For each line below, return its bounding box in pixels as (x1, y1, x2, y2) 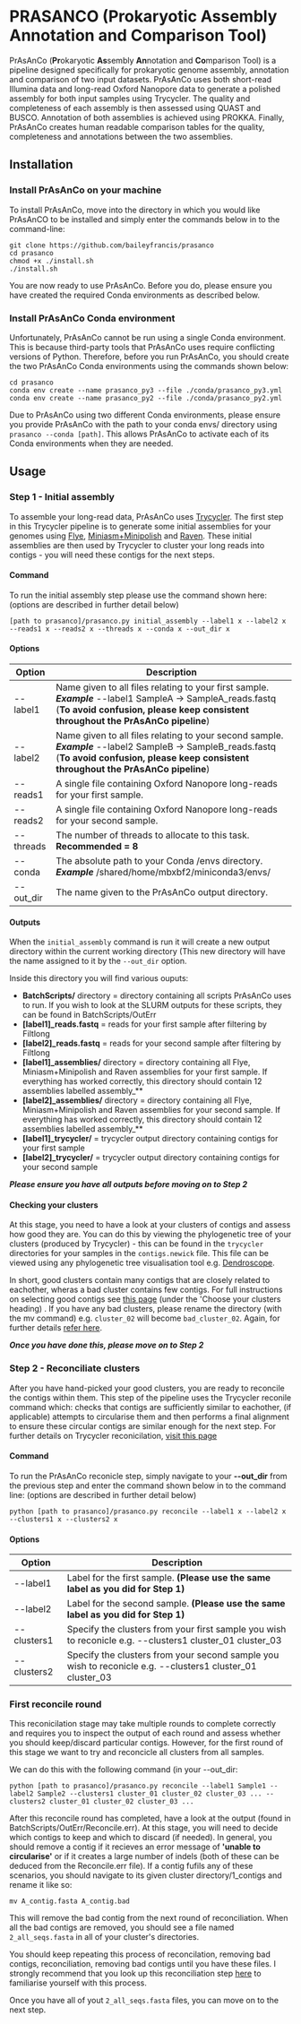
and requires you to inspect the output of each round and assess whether (9, 1727, 281, 1739)
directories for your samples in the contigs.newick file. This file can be (9, 1248, 269, 1259)
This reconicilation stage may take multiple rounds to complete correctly (9, 1718, 276, 1729)
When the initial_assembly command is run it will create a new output (9, 936, 271, 947)
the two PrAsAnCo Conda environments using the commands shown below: (9, 360, 289, 371)
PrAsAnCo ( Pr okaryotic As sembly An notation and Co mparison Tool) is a (9, 55, 277, 65)
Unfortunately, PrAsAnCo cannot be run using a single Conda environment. (9, 332, 287, 342)
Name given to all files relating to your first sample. (56, 681, 270, 693)
